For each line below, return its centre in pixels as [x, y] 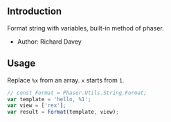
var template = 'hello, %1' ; [49, 99]
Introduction [35, 11]
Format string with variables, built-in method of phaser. [85, 28]
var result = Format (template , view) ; [63, 112]
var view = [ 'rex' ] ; [37, 106]
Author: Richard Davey [49, 42]
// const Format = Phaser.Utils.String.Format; [77, 93]
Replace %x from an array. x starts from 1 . [66, 80]
